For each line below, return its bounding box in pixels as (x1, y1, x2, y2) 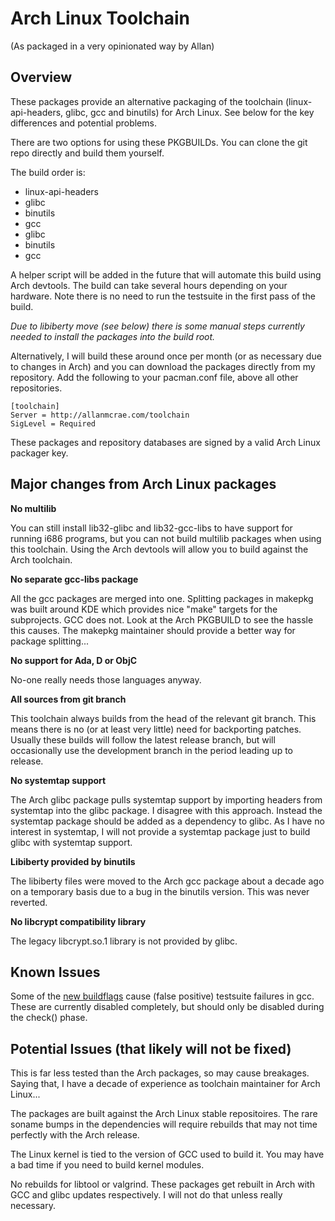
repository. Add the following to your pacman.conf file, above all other (10, 371, 299, 383)
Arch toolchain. (10, 553, 73, 566)
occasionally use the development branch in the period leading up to (10, 744, 293, 756)
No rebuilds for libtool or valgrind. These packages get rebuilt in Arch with (10, 1178, 315, 1191)
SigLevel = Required (10, 418, 97, 429)
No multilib (10, 502, 57, 514)
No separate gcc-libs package (10, 573, 139, 585)
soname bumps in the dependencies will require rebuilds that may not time (10, 1118, 318, 1131)
